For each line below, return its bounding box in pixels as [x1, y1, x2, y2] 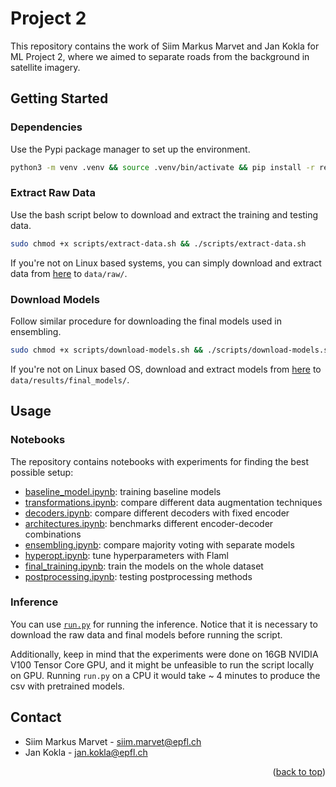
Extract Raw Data [10, 186, 96, 200]
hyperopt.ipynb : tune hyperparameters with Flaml [24, 549, 230, 561]
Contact [10, 709, 62, 726]
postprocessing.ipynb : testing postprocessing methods [24, 570, 253, 582]
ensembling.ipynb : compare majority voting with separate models [24, 538, 295, 551]
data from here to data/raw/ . [10, 267, 128, 279]
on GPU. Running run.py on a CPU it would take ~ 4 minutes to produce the [10, 669, 321, 681]
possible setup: [10, 466, 74, 478]
